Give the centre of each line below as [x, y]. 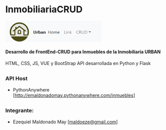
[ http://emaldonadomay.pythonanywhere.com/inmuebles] [74, 95]
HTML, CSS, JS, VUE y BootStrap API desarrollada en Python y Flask [78, 63]
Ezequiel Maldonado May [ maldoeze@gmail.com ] [65, 122]
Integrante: [20, 111]
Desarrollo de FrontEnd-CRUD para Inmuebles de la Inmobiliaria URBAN [83, 52]
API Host [16, 79]
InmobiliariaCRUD [44, 9]
